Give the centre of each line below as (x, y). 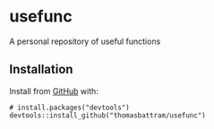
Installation (41, 69)
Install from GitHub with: (54, 90)
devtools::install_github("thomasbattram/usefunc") (107, 115)
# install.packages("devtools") (69, 107)
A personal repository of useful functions (85, 41)
